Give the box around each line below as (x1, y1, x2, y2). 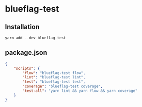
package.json (5, 48, 47, 57)
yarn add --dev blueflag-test (5, 35, 66, 40)
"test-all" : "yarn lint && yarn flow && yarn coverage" (22, 89, 138, 93)
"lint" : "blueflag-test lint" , (22, 75, 86, 80)
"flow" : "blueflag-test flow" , (22, 70, 86, 76)
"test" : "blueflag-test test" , (22, 79, 86, 84)
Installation (5, 23, 40, 31)
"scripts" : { (14, 66, 40, 71)
